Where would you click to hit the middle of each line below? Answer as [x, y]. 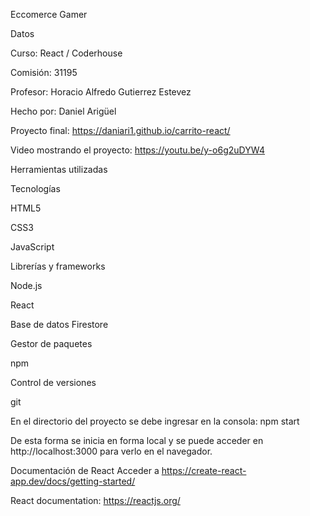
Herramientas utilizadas [59, 169]
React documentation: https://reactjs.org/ [95, 500]
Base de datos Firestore [59, 324]
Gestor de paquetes [51, 343]
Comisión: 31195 [44, 72]
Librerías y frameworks [58, 266]
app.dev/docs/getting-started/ [73, 481]
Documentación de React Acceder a [85, 470]
